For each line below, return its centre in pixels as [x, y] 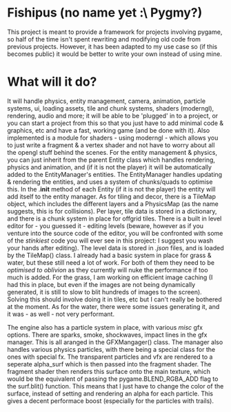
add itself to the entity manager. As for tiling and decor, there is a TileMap [111, 196]
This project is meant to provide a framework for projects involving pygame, [115, 32]
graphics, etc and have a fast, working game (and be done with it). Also [109, 130]
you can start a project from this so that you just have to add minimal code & [115, 123]
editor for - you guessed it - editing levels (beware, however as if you [106, 225]
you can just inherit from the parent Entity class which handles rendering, [111, 160]
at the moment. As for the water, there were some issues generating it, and [113, 306]
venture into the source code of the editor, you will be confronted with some [115, 233]
